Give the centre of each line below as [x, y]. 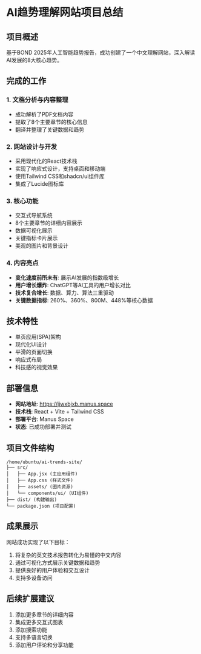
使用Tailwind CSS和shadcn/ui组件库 [60, 176]
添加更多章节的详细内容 [44, 615]
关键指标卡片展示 [36, 238]
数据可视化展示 [34, 231]
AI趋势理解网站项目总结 [65, 12]
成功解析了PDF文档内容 [44, 114]
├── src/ [17, 468]
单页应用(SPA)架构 [38, 337]
